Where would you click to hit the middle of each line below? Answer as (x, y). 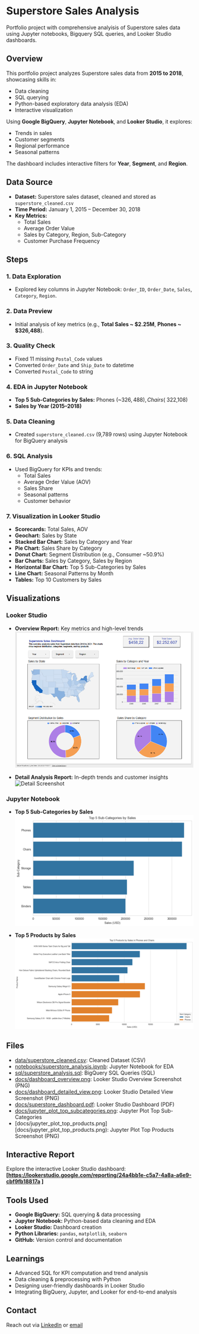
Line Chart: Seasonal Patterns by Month (64, 574)
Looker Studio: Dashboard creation (58, 1227)
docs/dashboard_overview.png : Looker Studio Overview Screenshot (98, 1079)
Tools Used (27, 1200)
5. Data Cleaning (31, 422)
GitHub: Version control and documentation (68, 1240)
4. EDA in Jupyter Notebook (47, 387)
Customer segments (40, 139)
